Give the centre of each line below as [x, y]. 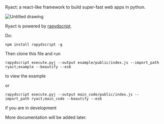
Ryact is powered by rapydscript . [39, 26]
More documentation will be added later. [46, 117]
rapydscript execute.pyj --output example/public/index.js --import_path [82, 63]
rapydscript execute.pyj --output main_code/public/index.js [69, 95]
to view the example [26, 76]
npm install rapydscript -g [34, 45]
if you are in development [31, 108]
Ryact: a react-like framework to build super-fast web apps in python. [75, 7]
